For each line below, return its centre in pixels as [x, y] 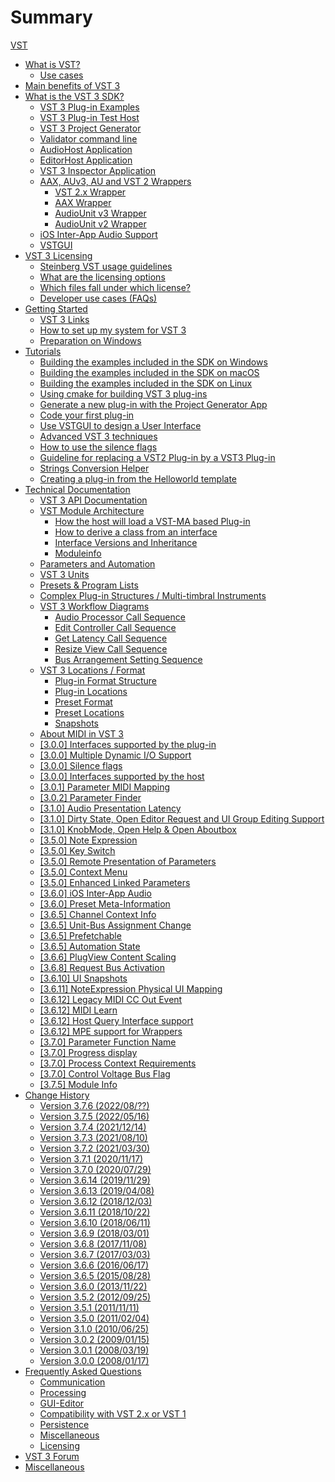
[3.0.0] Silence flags [81, 765]
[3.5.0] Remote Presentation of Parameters [128, 861]
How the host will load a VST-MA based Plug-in [152, 521]
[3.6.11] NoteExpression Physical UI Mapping [131, 988]
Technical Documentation [77, 489]
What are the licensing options [102, 277]
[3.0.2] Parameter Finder [90, 797]
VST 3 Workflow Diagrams [94, 606]
